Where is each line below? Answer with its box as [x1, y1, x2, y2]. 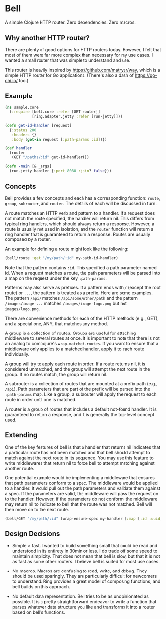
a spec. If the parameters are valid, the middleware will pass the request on [5, 490, 159, 496]
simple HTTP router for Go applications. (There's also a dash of [5, 72, 134, 78]
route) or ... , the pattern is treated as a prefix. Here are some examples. [5, 290, 153, 296]
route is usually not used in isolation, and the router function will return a [5, 226, 154, 232]
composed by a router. [5, 236, 51, 242]
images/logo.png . [5, 305, 40, 312]
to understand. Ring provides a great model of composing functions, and [12, 578, 161, 584]
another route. [5, 465, 35, 471]
